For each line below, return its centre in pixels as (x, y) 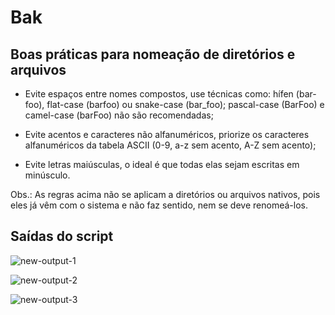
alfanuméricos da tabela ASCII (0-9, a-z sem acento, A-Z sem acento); (170, 145)
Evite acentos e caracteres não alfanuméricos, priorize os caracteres (167, 134)
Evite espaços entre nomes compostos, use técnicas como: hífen (159, 94)
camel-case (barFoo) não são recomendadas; (119, 115)
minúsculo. (47, 175)
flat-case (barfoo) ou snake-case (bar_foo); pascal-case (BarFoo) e (185, 104)
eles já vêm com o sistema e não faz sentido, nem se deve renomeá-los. (159, 205)
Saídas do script (62, 236)
